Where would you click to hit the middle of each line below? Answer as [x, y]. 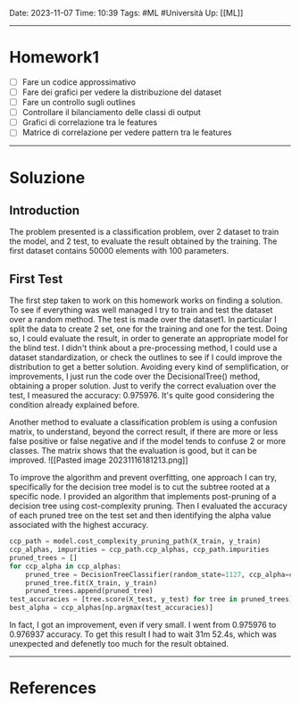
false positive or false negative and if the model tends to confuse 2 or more [147, 441]
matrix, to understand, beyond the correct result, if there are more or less [144, 431]
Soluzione [47, 177]
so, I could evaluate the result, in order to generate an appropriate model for [149, 339]
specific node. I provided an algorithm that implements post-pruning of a [143, 497]
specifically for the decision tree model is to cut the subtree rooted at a [140, 487]
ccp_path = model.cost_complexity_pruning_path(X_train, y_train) [135, 541]
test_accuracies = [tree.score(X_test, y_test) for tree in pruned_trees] [151, 599]
